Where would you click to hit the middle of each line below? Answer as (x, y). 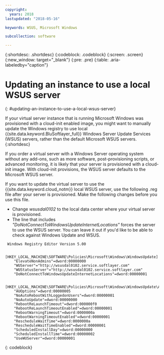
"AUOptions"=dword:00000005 (42, 291)
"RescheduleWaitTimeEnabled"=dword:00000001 (60, 326)
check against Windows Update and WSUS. (56, 235)
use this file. (17, 200)
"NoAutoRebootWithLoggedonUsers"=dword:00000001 (64, 296)
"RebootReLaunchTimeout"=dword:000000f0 (55, 304)
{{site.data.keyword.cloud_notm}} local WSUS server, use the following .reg (81, 189)
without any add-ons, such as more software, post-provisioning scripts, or (80, 159)
